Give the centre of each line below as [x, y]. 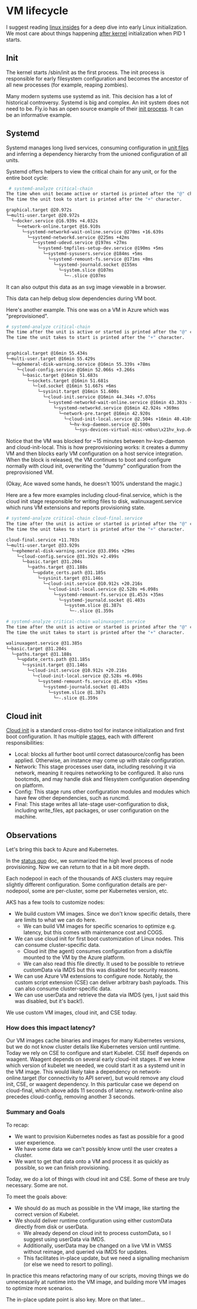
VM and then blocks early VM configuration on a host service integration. [95, 453]
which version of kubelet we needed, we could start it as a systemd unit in [96, 1066]
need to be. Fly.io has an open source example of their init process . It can [95, 108]
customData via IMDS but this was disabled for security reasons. [101, 970]
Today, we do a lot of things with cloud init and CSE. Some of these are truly [98, 1179]
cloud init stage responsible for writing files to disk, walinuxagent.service [94, 502]
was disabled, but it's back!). [49, 1001]
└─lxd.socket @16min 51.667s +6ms [74, 386]
